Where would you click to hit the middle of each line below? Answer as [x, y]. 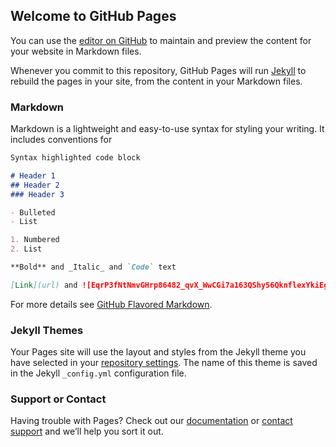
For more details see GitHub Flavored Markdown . [111, 304]
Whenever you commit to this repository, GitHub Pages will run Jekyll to [158, 70]
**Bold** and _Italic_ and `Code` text [93, 267]
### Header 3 [37, 194]
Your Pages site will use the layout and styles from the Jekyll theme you [158, 352]
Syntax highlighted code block [75, 158]
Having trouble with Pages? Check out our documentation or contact [151, 421]
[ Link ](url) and [44, 285]
